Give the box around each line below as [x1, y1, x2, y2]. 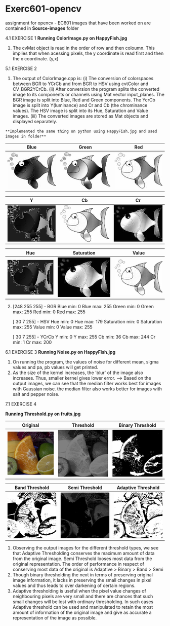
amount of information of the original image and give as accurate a [12, 609, 152, 615]
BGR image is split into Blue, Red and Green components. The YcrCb [12, 97, 156, 103]
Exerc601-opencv [5, 3, 82, 15]
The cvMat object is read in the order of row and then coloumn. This [12, 45, 155, 51]
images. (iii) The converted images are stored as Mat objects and [12, 113, 148, 119]
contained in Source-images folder [5, 25, 79, 31]
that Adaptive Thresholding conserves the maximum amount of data [12, 550, 155, 556]
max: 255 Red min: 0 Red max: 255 [12, 309, 86, 315]
